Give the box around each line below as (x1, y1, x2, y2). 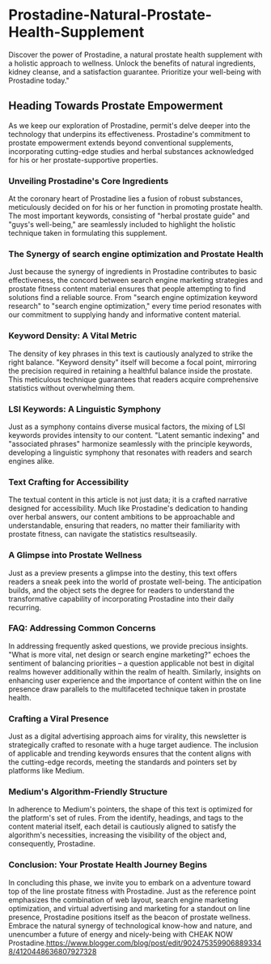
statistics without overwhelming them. (8, 383, 135, 392)
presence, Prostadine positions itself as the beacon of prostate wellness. (8, 912, 251, 922)
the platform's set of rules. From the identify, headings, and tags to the (8, 813, 244, 823)
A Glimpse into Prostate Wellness (8, 550, 142, 561)
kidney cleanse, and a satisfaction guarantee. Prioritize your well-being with (8, 66, 261, 76)
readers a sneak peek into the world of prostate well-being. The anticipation (8, 576, 262, 586)
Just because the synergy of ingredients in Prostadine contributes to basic (8, 267, 257, 276)
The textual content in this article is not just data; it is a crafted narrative (8, 495, 248, 504)
